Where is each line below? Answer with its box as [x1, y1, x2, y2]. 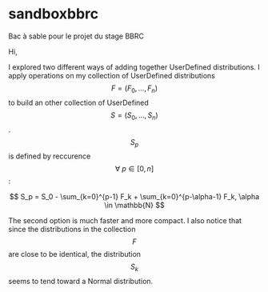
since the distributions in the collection [8, 225, 136, 234]
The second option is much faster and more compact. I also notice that [8, 216, 242, 226]
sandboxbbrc [8, 5, 99, 23]
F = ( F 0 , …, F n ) [110, 83, 158, 94]
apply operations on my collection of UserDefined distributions [8, 70, 216, 80]
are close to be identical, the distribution [8, 250, 142, 259]
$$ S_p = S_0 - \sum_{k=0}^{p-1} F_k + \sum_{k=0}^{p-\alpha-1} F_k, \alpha [9, 192, 260, 202]
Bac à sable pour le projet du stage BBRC [8, 31, 145, 41]
